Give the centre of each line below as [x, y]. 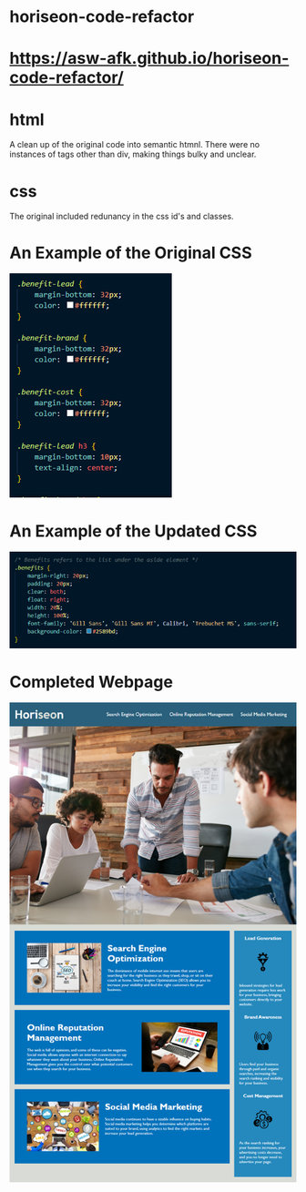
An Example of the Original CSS [131, 253]
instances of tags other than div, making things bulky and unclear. [133, 154]
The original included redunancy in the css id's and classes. [122, 217]
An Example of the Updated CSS [133, 531]
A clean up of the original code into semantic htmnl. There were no [135, 145]
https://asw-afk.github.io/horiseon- [149, 59]
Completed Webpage [91, 683]
